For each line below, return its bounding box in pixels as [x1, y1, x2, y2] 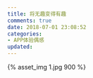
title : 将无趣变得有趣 [7, 10, 67, 18]
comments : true [7, 17, 52, 24]
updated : [7, 43, 33, 50]
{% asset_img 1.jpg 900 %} [7, 63, 87, 71]
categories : [7, 30, 42, 38]
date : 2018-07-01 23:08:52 [7, 23, 87, 30]
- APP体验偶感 [7, 37, 44, 44]
